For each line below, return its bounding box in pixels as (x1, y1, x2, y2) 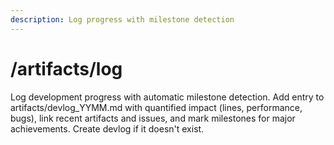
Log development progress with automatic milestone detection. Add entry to (10, 91, 325, 103)
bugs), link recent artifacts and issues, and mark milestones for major (10, 112, 296, 124)
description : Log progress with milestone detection (10, 14, 235, 25)
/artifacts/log (10, 57, 123, 80)
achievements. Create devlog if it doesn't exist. (10, 122, 205, 135)
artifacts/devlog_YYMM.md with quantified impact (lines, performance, (10, 101, 303, 113)
